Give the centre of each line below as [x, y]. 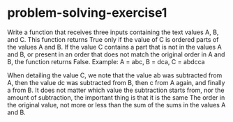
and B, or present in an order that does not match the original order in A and [116, 54]
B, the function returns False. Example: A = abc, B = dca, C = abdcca [106, 61]
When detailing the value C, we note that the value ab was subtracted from [115, 75]
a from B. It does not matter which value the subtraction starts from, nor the [116, 90]
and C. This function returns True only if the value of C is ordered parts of [113, 39]
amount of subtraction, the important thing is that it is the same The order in [116, 97]
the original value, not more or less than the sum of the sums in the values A [116, 105]
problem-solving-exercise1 [87, 13]
